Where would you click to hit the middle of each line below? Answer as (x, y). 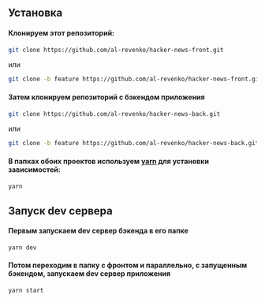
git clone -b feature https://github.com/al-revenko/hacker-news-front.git (135, 79)
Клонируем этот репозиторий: (62, 33)
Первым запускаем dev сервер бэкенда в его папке (99, 231)
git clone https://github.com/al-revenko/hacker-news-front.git (116, 50)
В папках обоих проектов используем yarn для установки (108, 161)
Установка (35, 13)
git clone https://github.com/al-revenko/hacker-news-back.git (114, 114)
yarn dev (22, 248)
